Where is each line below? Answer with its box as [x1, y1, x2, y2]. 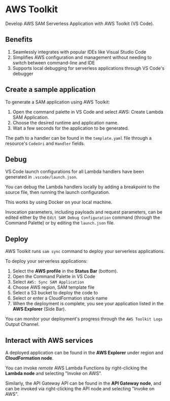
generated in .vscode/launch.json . [5, 174, 78, 180]
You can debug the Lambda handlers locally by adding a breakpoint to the [5, 184, 160, 190]
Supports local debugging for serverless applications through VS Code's [12, 65, 165, 71]
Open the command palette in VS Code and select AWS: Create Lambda [12, 109, 163, 115]
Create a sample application [5, 85, 96, 94]
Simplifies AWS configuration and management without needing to [12, 54, 152, 60]
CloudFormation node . [5, 355, 54, 361]
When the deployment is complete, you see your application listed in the [12, 300, 164, 307]
